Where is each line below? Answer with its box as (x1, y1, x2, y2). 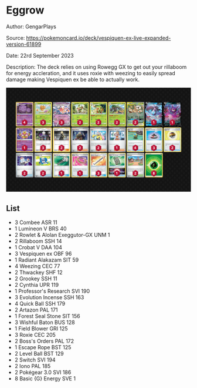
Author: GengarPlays (6, 23, 57, 30)
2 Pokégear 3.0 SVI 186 (14, 369, 72, 376)
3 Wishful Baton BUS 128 (14, 319, 75, 326)
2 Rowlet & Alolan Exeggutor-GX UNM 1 (14, 232, 110, 239)
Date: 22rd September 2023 (6, 52, 74, 59)
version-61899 (6, 41, 42, 48)
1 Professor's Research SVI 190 (14, 287, 90, 295)
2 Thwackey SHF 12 (14, 269, 63, 276)
